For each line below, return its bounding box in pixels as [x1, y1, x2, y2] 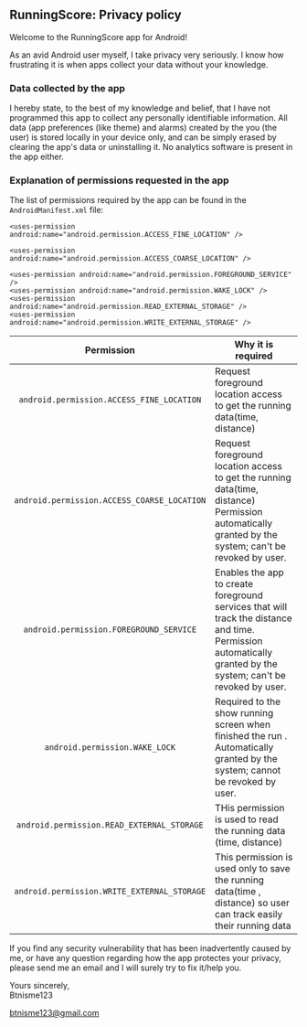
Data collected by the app [9, 81, 126, 94]
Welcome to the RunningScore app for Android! [9, 31, 187, 42]
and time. [214, 624, 255, 637]
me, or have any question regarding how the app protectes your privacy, [9, 953, 281, 964]
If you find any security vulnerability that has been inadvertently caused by [9, 943, 291, 954]
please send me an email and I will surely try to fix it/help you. [9, 962, 242, 973]
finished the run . [214, 730, 288, 743]
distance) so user [214, 896, 291, 909]
